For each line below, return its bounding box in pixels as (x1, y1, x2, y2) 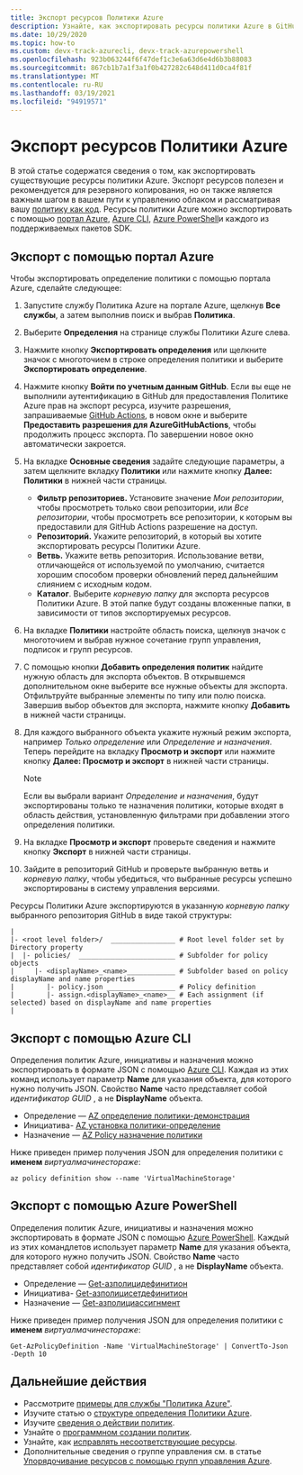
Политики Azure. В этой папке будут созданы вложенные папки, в (36, 598, 291, 609)
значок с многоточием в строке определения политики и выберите (22, 354, 284, 365)
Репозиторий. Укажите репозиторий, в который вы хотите (36, 531, 263, 542)
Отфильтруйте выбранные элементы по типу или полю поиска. (22, 690, 266, 701)
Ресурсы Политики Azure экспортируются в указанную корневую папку (10, 900, 290, 911)
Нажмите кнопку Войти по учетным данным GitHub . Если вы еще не (22, 381, 291, 392)
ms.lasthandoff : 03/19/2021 (10, 88, 116, 97)
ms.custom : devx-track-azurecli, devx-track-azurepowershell (10, 47, 245, 56)
